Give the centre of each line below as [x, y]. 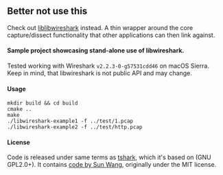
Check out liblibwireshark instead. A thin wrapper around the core [100, 27]
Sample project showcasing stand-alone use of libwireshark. [96, 51]
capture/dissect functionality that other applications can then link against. [111, 35]
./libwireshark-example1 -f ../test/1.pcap [70, 121]
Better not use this [47, 11]
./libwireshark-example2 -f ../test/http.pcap [75, 127]
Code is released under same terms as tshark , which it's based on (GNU [109, 157]
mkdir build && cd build [43, 103]
